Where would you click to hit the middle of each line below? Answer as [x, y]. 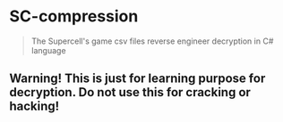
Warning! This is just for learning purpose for [137, 79]
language [48, 50]
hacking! [34, 106]
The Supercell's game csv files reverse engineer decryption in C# [152, 41]
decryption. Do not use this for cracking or [130, 92]
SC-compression [74, 16]
